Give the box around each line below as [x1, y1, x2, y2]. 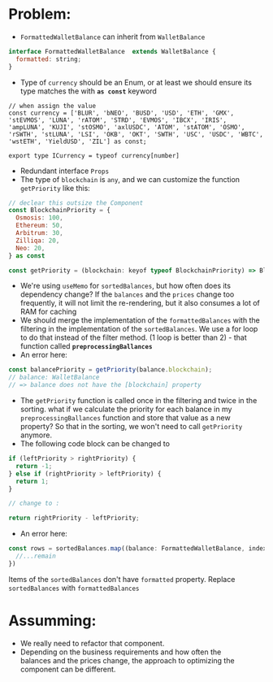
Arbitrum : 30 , [15, 229, 63, 237]
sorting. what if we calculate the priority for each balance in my [19, 404, 232, 415]
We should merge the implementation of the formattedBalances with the [19, 315, 260, 325]
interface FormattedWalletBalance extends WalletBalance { [8, 47, 217, 55]
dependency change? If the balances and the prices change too [19, 289, 235, 299]
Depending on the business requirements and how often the [19, 647, 222, 657]
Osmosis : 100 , [15, 214, 63, 222]
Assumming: [8, 611, 97, 630]
